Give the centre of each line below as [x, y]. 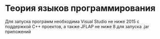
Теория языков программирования [80, 8]
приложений [18, 31]
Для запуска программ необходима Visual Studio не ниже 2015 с [72, 21]
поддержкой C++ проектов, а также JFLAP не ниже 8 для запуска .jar [77, 26]
